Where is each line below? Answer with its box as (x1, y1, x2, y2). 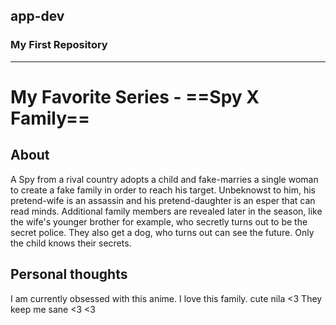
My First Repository (10, 38, 108, 52)
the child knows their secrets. (10, 237, 132, 249)
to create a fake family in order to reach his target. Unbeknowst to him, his (10, 184, 316, 196)
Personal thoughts (10, 266, 128, 283)
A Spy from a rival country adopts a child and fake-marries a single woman (10, 173, 319, 185)
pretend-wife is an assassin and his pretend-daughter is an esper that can (10, 194, 316, 206)
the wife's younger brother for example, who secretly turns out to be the (10, 215, 308, 228)
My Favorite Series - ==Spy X (10, 85, 260, 108)
